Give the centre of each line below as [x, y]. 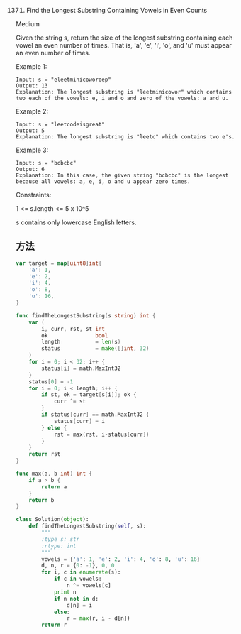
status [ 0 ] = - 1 [51, 382]
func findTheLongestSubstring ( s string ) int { [86, 315]
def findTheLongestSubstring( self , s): [88, 526]
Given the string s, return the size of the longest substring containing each [124, 38]
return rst [45, 454]
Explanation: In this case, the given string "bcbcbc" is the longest [122, 175]
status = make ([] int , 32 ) [95, 349]
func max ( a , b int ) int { [54, 474]
